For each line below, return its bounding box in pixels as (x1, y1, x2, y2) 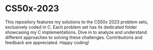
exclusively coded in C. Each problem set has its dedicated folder (5, 24, 137, 30)
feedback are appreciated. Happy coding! (5, 39, 89, 45)
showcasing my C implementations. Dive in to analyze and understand (5, 29, 147, 35)
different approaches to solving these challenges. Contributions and (5, 34, 143, 40)
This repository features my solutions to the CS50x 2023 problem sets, (5, 19, 149, 25)
